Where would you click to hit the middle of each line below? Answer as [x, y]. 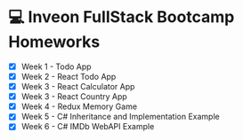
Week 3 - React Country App [74, 97]
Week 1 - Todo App [56, 66]
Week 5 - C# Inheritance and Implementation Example [120, 117]
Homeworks [54, 42]
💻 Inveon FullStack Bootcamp [121, 17]
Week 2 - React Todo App [69, 77]
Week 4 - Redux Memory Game [79, 106]
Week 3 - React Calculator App [78, 87]
